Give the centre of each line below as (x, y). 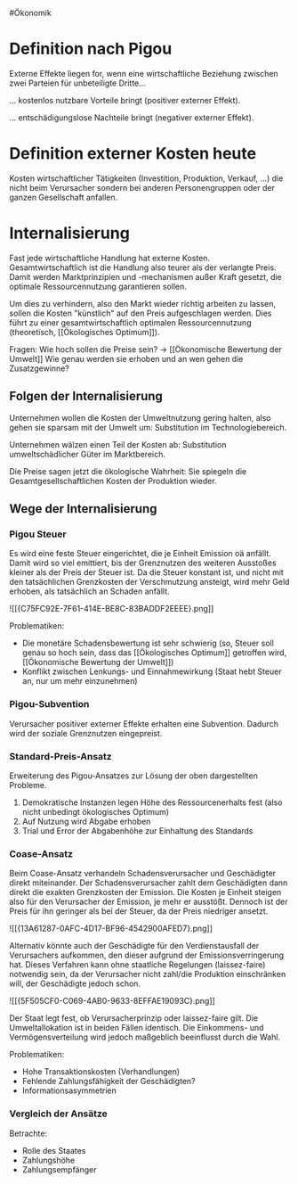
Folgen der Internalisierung (86, 396)
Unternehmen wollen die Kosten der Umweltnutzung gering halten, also (140, 417)
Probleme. (28, 785)
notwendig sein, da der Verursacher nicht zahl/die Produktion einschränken (148, 974)
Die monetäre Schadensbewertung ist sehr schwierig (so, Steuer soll (148, 643)
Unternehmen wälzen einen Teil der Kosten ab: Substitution (118, 444)
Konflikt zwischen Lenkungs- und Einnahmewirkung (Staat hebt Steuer (152, 671)
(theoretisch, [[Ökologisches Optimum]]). (85, 332)
